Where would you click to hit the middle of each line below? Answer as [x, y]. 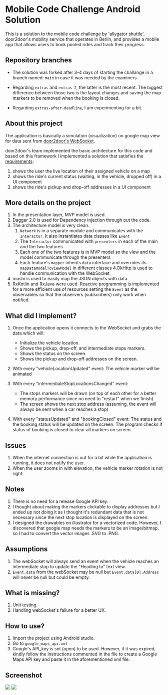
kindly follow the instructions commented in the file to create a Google [85, 654]
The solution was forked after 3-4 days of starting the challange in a [83, 72]
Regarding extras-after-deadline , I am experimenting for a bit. [77, 108]
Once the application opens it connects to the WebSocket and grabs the [86, 328]
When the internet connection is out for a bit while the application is [82, 458]
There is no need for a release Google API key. [60, 501]
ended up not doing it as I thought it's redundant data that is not [78, 512]
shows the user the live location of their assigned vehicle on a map [81, 171]
